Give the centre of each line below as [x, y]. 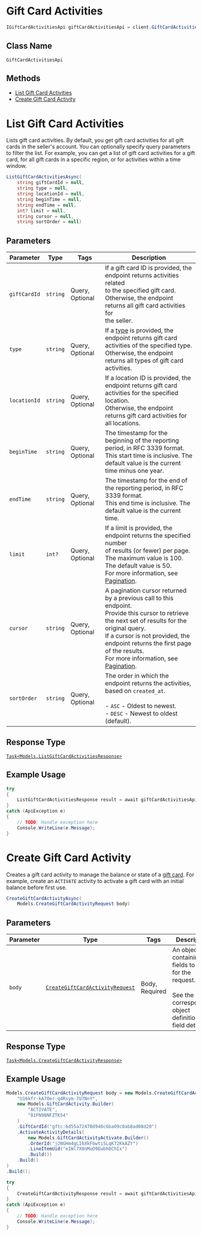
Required [154, 992]
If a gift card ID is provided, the [148, 268]
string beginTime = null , [50, 199]
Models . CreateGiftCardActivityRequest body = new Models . [80, 1093]
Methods [23, 79]
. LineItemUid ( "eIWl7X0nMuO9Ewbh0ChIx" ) [78, 1149]
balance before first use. [37, 887]
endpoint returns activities [142, 276]
